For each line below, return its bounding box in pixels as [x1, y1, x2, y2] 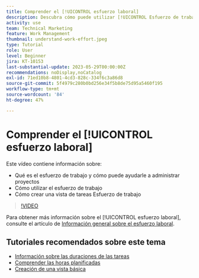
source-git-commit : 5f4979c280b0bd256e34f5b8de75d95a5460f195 [6, 81, 163, 87]
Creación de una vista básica [14, 266, 86, 273]
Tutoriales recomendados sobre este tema [6, 237, 166, 247]
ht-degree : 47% [6, 97, 44, 103]
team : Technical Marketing [6, 25, 73, 31]
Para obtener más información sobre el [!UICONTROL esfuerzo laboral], [6, 213, 181, 220]
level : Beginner [6, 53, 46, 59]
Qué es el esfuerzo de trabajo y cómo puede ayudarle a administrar [14, 172, 180, 179]
